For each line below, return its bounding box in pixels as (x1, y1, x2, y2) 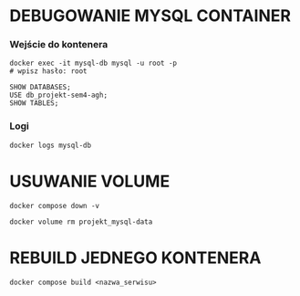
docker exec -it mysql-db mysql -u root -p (9, 58, 178, 69)
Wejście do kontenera (9, 38, 109, 51)
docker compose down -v (9, 201, 100, 210)
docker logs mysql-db (9, 141, 92, 150)
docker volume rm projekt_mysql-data (9, 217, 153, 227)
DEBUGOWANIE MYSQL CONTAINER (9, 5, 292, 26)
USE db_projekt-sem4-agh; (9, 90, 108, 100)
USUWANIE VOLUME (9, 171, 171, 192)
